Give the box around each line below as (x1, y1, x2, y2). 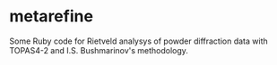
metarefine (9, 6, 94, 27)
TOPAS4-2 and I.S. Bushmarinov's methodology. (9, 45, 188, 55)
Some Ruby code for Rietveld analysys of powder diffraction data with (9, 36, 268, 46)
